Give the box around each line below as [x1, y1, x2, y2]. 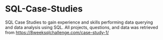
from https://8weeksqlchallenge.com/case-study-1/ [5, 29, 109, 35]
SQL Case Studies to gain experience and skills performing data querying [5, 19, 153, 25]
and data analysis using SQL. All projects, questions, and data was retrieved [5, 24, 158, 30]
